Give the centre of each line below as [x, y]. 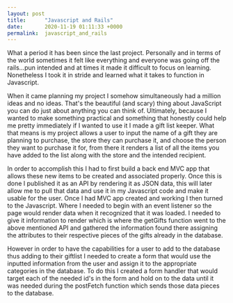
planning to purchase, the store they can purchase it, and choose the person [117, 141]
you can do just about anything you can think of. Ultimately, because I [107, 111]
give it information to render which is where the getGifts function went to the [116, 221]
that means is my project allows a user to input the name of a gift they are [112, 133]
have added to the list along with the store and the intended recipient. [107, 155]
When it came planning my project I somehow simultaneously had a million [114, 96]
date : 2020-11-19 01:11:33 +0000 [65, 26]
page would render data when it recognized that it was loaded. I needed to [114, 213]
